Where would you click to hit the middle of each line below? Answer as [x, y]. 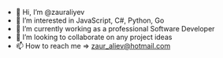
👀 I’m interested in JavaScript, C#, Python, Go [90, 20]
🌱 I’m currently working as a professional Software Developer [115, 29]
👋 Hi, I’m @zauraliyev [50, 12]
